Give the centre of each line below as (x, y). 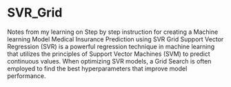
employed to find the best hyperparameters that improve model (97, 68)
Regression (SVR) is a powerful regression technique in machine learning (111, 46)
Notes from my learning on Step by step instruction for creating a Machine (113, 32)
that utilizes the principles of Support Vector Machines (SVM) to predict (109, 54)
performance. (27, 76)
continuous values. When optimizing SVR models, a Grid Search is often (109, 61)
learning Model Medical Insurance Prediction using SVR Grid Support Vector (115, 39)
